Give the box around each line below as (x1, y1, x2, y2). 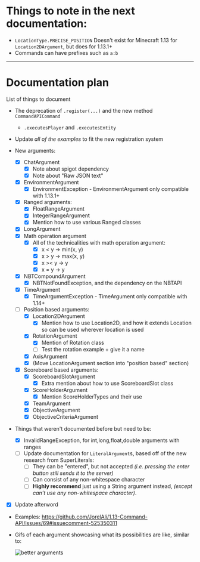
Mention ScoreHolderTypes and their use (41, 393, 142, 400)
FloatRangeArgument (32, 205, 85, 212)
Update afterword (14, 501, 58, 508)
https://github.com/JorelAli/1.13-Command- (41, 513, 148, 520)
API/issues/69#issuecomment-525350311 (14, 519, 118, 526)
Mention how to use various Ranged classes (32, 219, 141, 226)
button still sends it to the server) (32, 470, 114, 477)
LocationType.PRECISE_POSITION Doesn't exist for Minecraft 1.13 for (14, 36, 177, 44)
